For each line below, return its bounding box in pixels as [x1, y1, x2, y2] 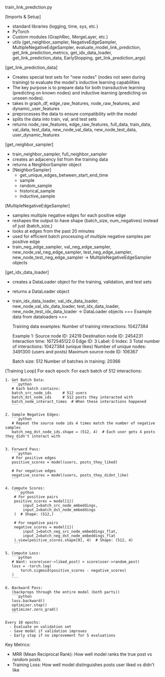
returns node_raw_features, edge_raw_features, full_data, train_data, [12, 121, 152, 127]
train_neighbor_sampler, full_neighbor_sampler [12, 151, 107, 157]
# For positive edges [11, 455, 56, 460]
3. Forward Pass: [5, 447, 41, 452]
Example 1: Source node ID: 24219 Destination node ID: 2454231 [12, 333, 143, 338]
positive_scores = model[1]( [14, 499, 74, 504]
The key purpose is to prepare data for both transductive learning [12, 85, 145, 91]
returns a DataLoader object [12, 289, 70, 294]
